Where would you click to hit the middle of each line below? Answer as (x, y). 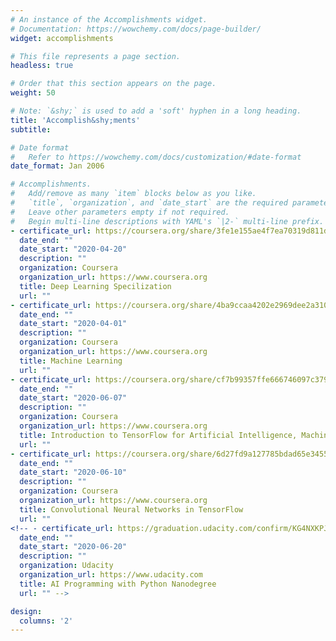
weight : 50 (33, 93)
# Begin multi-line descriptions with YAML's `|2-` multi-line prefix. (167, 221)
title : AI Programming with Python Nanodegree (118, 584)
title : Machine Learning (71, 361)
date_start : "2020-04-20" (73, 249)
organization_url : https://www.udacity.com (111, 575)
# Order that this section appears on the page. (113, 84)
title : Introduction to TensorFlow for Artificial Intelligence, (158, 435)
